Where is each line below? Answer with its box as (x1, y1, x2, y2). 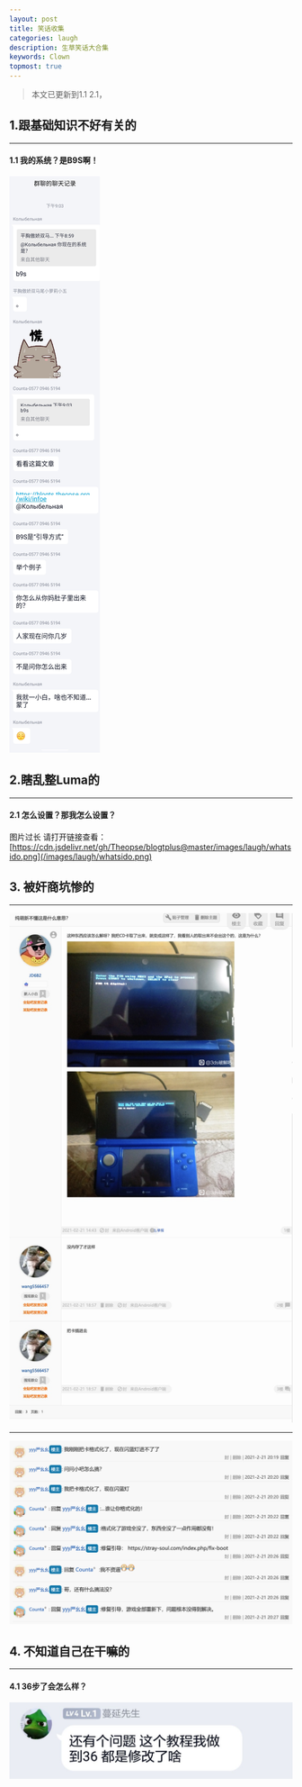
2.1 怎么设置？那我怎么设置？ (9, 810, 117, 821)
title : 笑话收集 (9, 23, 65, 33)
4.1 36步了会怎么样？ (9, 1681, 87, 1692)
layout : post (9, 14, 58, 23)
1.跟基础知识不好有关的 (9, 118, 138, 133)
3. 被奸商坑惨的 (9, 879, 94, 895)
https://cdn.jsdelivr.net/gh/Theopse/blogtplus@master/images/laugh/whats (12, 842, 292, 853)
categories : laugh (9, 33, 78, 42)
